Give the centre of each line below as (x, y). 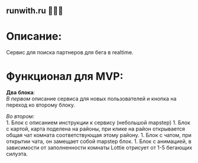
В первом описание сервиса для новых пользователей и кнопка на (91, 99)
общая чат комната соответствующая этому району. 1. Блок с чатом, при (99, 135)
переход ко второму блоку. (41, 105)
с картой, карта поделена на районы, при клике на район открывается (95, 129)
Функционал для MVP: (65, 76)
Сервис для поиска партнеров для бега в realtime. (70, 52)
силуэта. (17, 154)
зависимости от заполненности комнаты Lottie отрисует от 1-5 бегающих (99, 148)
